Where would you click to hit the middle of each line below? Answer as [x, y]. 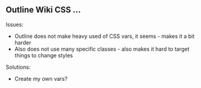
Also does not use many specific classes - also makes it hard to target [102, 49]
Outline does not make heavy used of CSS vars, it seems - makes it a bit [104, 36]
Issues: [15, 24]
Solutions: [18, 67]
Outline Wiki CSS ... [43, 10]
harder [23, 42]
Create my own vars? [41, 78]
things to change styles [44, 55]
